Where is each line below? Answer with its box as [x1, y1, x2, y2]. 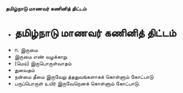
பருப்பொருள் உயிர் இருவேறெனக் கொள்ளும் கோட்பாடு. [14, 80, 140, 87]
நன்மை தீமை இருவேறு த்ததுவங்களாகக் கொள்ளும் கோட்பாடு [14, 73, 154, 80]
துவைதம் [14, 66, 35, 73]
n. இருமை [14, 46, 38, 53]
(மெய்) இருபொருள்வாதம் [14, 60, 72, 67]
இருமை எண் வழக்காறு [14, 53, 67, 60]
